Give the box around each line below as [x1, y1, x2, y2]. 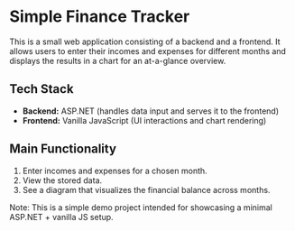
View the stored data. [22, 174, 103, 186]
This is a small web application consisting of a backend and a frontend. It [9, 36, 281, 47]
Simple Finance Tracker [9, 6, 190, 27]
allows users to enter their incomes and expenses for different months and [9, 45, 287, 56]
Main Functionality [9, 142, 117, 157]
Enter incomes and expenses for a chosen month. [22, 165, 207, 176]
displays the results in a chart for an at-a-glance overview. [9, 55, 226, 66]
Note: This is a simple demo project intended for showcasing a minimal [9, 201, 272, 213]
